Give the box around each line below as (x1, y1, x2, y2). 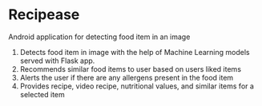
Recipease (8, 6, 80, 24)
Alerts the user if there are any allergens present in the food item (19, 73, 234, 82)
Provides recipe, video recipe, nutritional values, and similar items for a (19, 81, 255, 91)
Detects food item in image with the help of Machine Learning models (19, 47, 250, 57)
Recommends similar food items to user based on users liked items (19, 64, 242, 73)
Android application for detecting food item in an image (8, 32, 191, 41)
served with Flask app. (19, 56, 95, 65)
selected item (19, 89, 66, 99)
